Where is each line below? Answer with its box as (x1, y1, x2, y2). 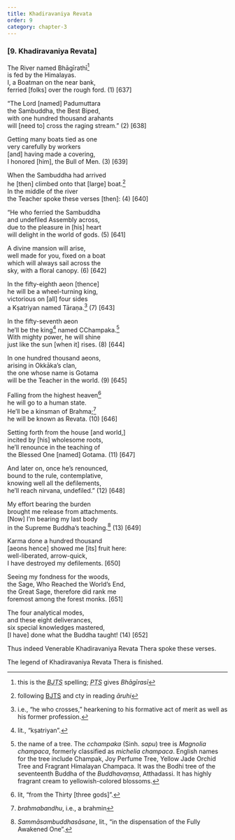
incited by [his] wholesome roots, (7, 435, 104, 444)
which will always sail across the (7, 258, 101, 267)
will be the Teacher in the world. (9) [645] (7, 376, 127, 385)
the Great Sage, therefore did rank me (7, 587, 117, 596)
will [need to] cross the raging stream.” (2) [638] (7, 122, 147, 130)
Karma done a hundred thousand (7, 537, 103, 545)
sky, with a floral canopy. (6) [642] (7, 266, 107, 274)
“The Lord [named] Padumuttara (7, 99, 101, 108)
